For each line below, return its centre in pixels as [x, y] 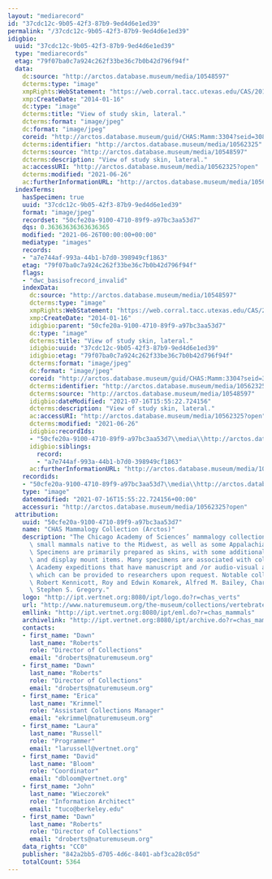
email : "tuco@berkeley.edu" [77, 809]
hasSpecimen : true [53, 197]
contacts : [39, 628]
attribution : [37, 514]
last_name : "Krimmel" [66, 704]
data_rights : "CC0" [55, 847]
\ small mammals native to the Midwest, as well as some [127, 545]
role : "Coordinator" [64, 771]
